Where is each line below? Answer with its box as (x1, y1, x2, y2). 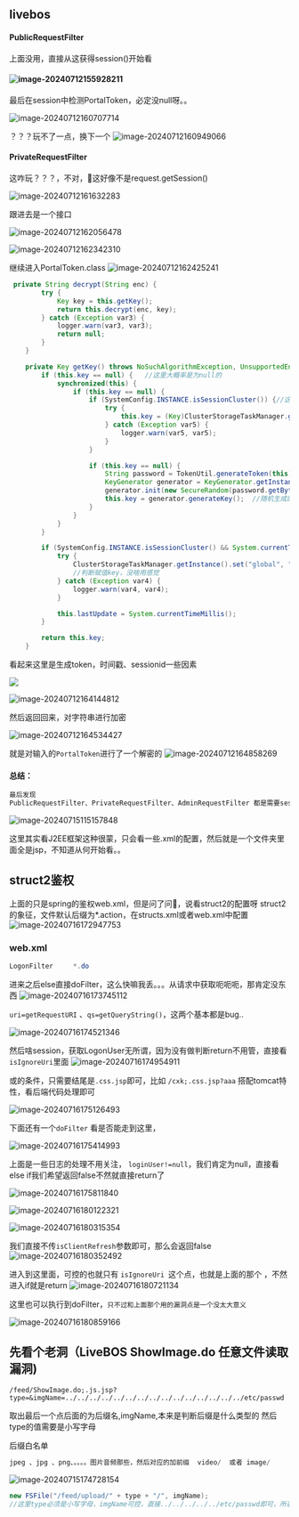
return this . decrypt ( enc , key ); (56, 304, 177, 314)
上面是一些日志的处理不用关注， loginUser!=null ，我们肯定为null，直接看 (9, 1158, 279, 1169)
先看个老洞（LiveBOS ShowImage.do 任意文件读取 (9, 1344, 289, 1360)
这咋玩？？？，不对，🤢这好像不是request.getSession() (9, 173, 208, 183)
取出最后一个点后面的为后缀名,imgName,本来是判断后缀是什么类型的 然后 (9, 1410, 278, 1421)
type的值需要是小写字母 (9, 1421, 96, 1432)
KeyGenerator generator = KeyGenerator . (104, 478, 256, 487)
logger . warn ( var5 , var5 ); (120, 428, 217, 437)
